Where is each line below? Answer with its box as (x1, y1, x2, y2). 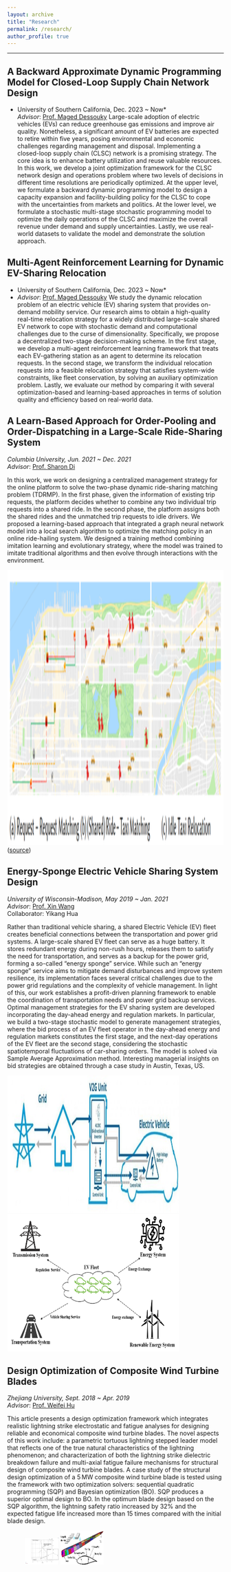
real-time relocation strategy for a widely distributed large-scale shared (16, 315, 220, 323)
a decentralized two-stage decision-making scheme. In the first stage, (16, 337, 217, 345)
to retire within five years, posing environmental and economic (16, 135, 195, 143)
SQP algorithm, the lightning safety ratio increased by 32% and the (7, 1503, 197, 1511)
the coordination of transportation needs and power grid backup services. (7, 996, 217, 1004)
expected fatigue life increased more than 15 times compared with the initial (7, 1509, 221, 1518)
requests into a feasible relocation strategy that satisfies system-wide (16, 366, 215, 374)
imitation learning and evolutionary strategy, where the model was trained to (7, 541, 223, 549)
